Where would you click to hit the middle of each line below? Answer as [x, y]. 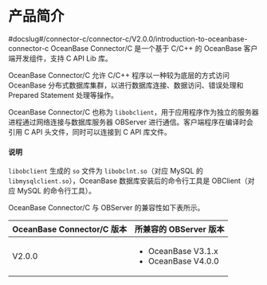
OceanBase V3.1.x [183, 252]
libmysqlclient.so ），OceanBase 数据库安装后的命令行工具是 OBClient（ [128, 181]
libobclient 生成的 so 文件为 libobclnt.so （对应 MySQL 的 [106, 171]
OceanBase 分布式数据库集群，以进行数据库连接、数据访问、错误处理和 [126, 85]
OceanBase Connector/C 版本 [70, 229]
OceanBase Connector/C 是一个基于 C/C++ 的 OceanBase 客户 [154, 48]
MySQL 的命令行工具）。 [57, 191]
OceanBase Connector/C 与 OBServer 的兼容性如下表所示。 [106, 208]
